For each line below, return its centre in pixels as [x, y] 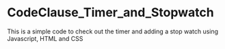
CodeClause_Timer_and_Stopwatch [110, 13]
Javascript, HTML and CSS [45, 38]
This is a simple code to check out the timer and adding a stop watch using [113, 31]
